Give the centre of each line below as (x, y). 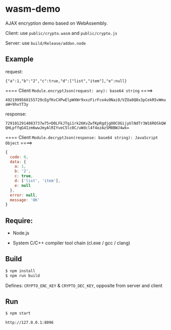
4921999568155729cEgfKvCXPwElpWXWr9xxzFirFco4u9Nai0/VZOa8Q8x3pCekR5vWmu (86, 100)
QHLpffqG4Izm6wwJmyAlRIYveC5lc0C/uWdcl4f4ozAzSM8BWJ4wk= (67, 128)
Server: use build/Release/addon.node (46, 43)
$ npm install (20, 271)
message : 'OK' (25, 200)
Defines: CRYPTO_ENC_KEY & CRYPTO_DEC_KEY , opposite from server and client (84, 285)
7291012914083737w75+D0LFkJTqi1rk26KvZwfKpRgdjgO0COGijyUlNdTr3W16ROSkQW (86, 123)
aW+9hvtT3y (17, 104)
